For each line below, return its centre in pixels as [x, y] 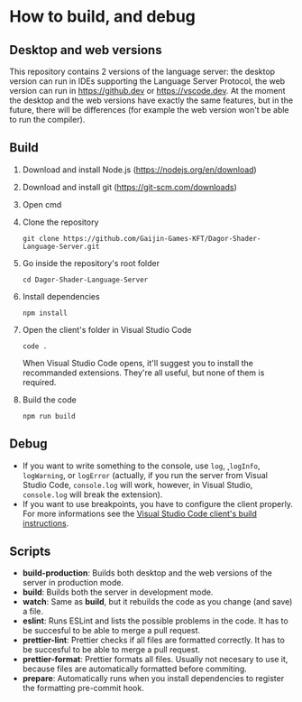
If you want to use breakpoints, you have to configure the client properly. [157, 503]
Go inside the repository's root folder [91, 263]
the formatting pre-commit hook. [83, 688]
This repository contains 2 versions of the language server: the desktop [142, 71]
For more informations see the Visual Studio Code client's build [139, 513]
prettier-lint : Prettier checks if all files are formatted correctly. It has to [154, 640]
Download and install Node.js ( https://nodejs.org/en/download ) [139, 170]
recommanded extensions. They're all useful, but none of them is [143, 373]
